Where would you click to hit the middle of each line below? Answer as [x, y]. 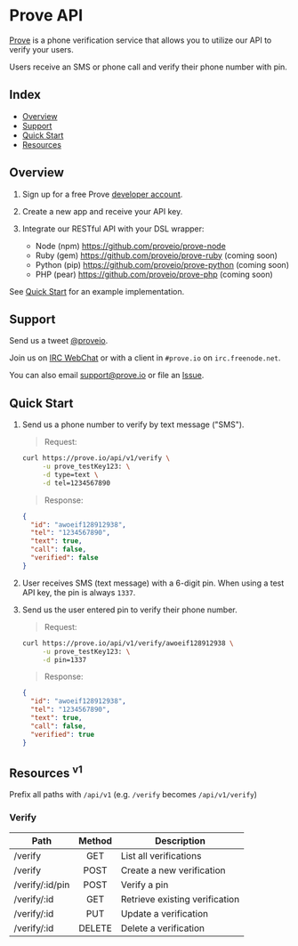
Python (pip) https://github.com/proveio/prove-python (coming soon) [162, 264]
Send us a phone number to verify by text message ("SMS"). [133, 424]
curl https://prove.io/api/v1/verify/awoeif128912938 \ [128, 643]
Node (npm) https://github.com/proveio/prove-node [131, 246]
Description [180, 840]
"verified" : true [63, 734]
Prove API [46, 16]
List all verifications [161, 855]
